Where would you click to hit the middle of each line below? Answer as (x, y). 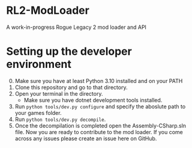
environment (39, 64)
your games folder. (38, 113)
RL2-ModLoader (48, 11)
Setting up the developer (69, 51)
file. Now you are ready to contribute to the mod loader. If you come (99, 132)
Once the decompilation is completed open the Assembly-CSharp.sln (100, 125)
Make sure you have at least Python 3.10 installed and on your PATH (99, 81)
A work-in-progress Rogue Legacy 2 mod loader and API (76, 27)
